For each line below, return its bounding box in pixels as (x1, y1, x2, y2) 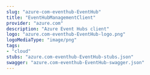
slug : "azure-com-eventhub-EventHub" (6, 8, 102, 15)
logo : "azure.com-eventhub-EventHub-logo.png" (6, 31, 126, 37)
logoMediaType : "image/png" (6, 37, 77, 43)
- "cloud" (6, 48, 31, 54)
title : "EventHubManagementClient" (6, 15, 96, 21)
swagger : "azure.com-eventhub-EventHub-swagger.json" (6, 59, 145, 65)
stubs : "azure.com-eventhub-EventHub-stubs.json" (6, 54, 134, 60)
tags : (6, 43, 20, 49)
